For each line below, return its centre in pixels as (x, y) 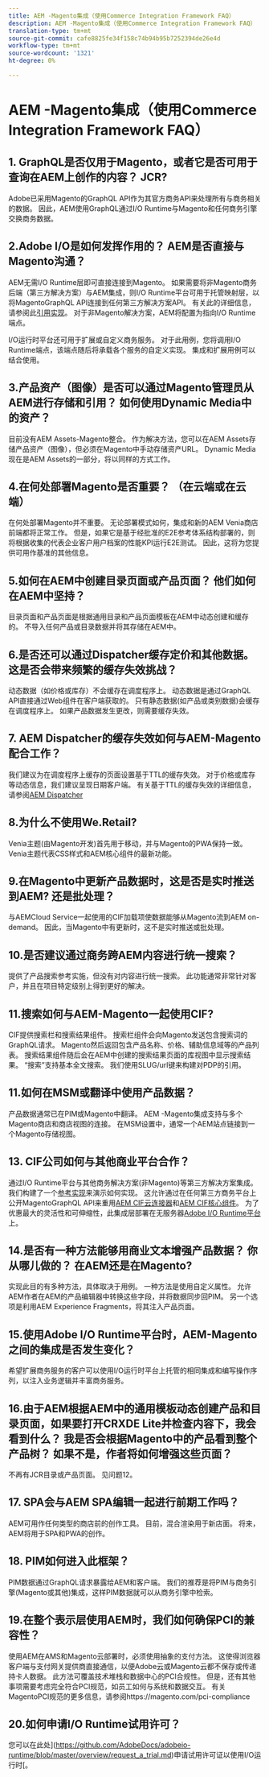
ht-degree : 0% (32, 61)
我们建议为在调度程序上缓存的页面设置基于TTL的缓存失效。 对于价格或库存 (132, 775)
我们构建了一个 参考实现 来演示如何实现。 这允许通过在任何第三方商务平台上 (132, 1192)
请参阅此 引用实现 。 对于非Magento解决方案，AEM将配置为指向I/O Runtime (132, 312)
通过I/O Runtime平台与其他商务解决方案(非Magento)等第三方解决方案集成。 (133, 1182)
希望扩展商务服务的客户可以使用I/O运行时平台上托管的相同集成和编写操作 (129, 1370)
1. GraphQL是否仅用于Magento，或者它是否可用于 (133, 162)
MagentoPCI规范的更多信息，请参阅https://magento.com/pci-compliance (129, 1696)
